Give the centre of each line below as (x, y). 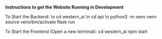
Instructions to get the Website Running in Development (64, 7)
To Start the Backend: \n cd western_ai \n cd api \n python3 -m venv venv (81, 17)
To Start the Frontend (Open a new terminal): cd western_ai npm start (77, 31)
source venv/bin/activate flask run (40, 22)
